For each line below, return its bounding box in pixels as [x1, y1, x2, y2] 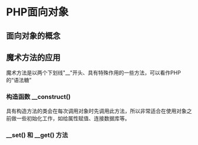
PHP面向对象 [6, 5, 69, 19]
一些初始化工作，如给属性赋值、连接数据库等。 [16, 114, 130, 121]
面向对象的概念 [6, 31, 61, 41]
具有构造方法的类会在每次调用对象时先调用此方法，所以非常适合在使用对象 [6, 107, 187, 114]
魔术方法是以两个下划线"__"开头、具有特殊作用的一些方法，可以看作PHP [6, 69, 181, 77]
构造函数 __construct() [6, 93, 71, 101]
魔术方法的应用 [6, 52, 61, 62]
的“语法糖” [6, 77, 32, 84]
